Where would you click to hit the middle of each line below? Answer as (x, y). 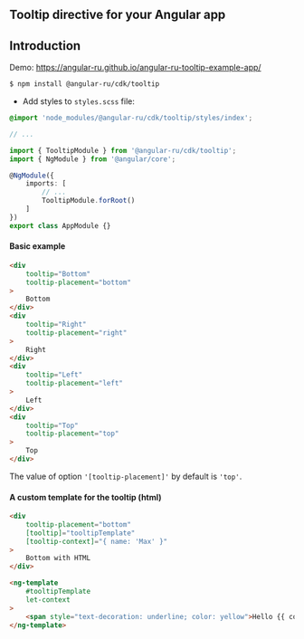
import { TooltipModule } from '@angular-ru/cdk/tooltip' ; (123, 150)
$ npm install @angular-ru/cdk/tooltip (85, 84)
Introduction (45, 46)
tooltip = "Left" (54, 375)
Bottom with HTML (58, 558)
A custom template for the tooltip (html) (85, 497)
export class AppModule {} (60, 225)
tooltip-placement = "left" (75, 384)
